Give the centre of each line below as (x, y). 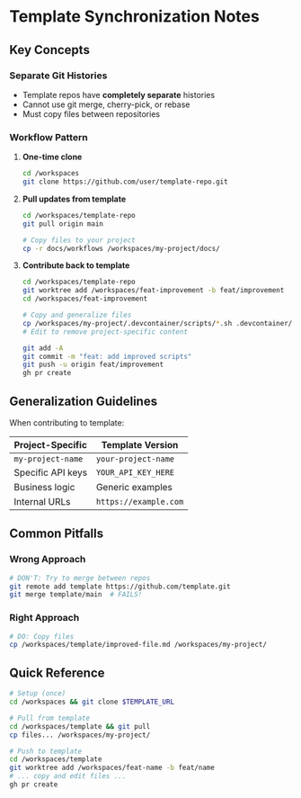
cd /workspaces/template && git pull (80, 726)
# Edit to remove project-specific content (105, 332)
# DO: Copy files (42, 636)
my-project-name (49, 459)
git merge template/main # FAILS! (76, 595)
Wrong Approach (48, 560)
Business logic (44, 487)
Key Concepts (49, 50)
